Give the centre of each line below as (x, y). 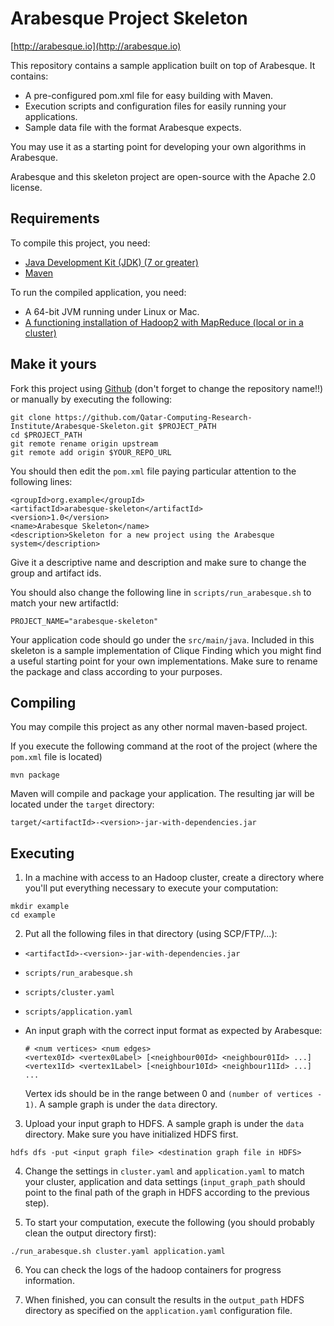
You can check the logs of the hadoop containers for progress (153, 1270)
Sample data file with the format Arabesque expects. (133, 127)
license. (26, 187)
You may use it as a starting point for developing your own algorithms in (158, 146)
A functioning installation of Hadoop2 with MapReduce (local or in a (164, 322)
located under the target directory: (82, 804)
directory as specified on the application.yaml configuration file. (158, 1311)
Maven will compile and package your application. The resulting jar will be (162, 794)
